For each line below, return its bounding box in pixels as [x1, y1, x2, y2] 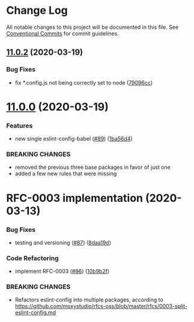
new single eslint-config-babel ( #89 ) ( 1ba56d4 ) [14, 135, 133, 142]
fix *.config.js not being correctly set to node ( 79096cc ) [14, 79, 153, 86]
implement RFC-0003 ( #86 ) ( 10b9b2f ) [14, 268, 110, 275]
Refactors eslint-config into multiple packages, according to [14, 296, 163, 303]
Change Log [6, 4, 68, 17]
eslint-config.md [14, 309, 56, 316]
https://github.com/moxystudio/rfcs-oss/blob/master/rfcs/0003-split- [14, 303, 188, 310]
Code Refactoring [6, 254, 59, 262]
